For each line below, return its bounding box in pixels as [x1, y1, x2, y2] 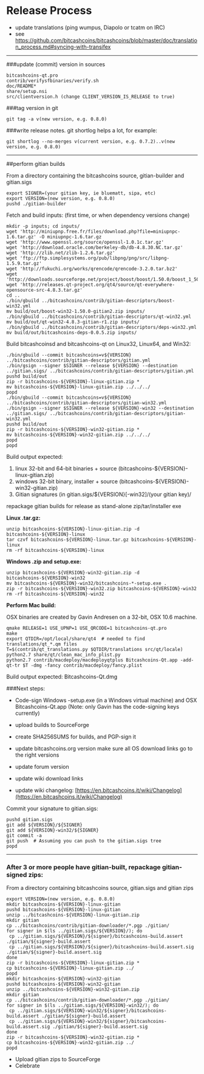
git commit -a [6, 832, 42, 839]
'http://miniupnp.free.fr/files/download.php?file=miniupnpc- [19, 229, 181, 235]
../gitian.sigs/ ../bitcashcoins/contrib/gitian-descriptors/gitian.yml [6, 368, 194, 374]
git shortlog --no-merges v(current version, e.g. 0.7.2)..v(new [6, 138, 175, 145]
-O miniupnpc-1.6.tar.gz [38, 233, 102, 240]
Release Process [6, 4, 92, 18]
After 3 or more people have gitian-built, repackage [6, 862, 161, 871]
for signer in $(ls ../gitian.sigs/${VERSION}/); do [6, 928, 143, 934]
